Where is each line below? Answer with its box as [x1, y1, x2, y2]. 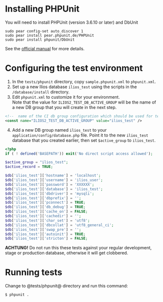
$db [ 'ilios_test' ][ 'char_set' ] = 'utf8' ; [5, 218, 90, 223]
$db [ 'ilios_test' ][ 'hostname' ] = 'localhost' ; [5, 173, 101, 178]
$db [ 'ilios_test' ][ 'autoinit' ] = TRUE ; [5, 231, 86, 237]
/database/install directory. [12, 89, 70, 95]
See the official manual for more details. [5, 45, 85, 51]
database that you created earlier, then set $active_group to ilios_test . [12, 137, 156, 143]
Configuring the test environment [5, 63, 143, 74]
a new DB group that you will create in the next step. [12, 104, 117, 110]
